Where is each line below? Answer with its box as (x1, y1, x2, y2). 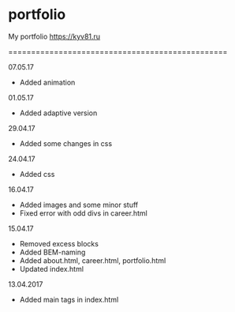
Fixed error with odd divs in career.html (19, 208, 147, 218)
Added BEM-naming (19, 247, 86, 257)
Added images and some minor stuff (19, 200, 139, 209)
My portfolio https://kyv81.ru (8, 32, 101, 41)
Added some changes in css (19, 138, 113, 148)
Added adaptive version (19, 108, 98, 118)
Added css (19, 169, 55, 179)
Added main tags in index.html (19, 295, 119, 304)
